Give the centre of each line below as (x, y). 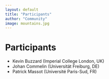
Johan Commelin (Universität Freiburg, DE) (56, 66)
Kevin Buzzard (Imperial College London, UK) (58, 61)
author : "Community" (26, 19)
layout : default (22, 10)
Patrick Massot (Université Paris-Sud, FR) (54, 72)
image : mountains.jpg (27, 23)
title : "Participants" (28, 14)
